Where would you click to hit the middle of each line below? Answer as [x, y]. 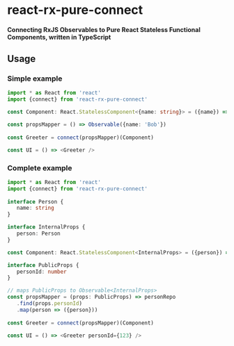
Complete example [40, 167]
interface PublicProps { [43, 265]
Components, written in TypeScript [59, 37]
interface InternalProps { [46, 227]
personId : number [42, 272]
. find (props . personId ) [49, 304]
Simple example [35, 79]
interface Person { [36, 201]
